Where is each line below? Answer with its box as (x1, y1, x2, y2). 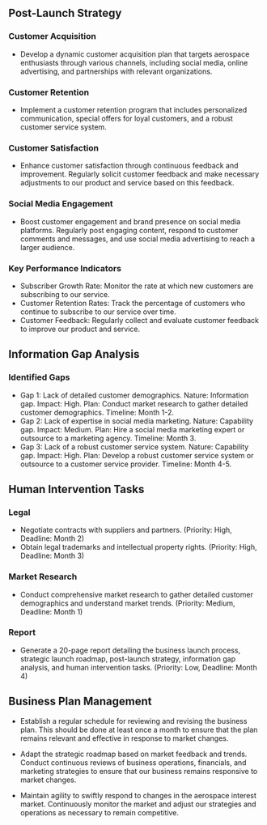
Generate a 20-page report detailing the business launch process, (19, 645, 241, 655)
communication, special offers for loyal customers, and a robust (19, 113, 233, 123)
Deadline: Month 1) (19, 606, 83, 616)
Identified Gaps (8, 372, 70, 383)
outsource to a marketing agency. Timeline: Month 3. (19, 433, 197, 443)
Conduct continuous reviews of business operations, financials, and (19, 757, 247, 768)
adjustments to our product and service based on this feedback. (19, 178, 235, 188)
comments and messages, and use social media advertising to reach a (19, 234, 256, 244)
